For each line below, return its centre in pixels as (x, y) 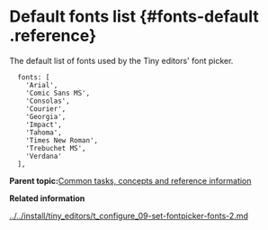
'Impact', (44, 124)
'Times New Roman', (62, 140)
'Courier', (46, 109)
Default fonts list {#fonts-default (134, 17)
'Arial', (42, 85)
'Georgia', (46, 116)
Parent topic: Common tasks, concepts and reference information (130, 180)
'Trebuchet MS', (56, 148)
